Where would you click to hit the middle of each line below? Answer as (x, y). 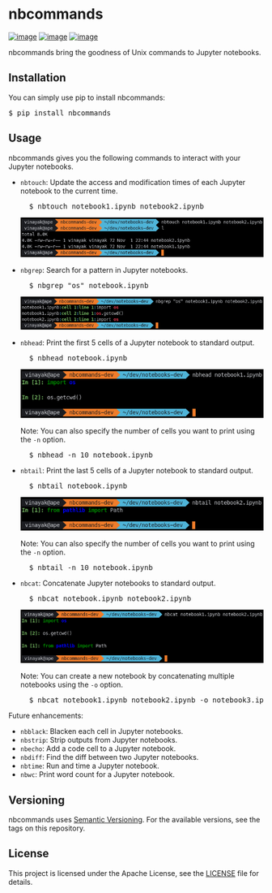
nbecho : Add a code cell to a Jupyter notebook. (98, 748)
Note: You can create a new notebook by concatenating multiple (127, 676)
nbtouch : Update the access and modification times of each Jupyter (133, 182)
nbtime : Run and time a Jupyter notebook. (89, 766)
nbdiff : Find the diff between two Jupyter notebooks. (109, 757)
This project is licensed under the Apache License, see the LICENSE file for (134, 873)
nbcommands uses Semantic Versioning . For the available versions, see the (134, 819)
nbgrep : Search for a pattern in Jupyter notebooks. (104, 270)
